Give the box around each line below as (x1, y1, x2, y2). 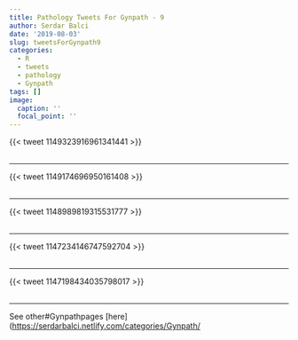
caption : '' (17, 104, 62, 113)
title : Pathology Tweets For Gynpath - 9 (9, 12, 165, 22)
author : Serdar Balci (9, 21, 90, 30)
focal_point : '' (17, 112, 77, 121)
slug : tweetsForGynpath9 (9, 37, 101, 47)
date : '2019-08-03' (9, 29, 82, 38)
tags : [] (9, 87, 42, 96)
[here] (105, 312, 129, 322)
